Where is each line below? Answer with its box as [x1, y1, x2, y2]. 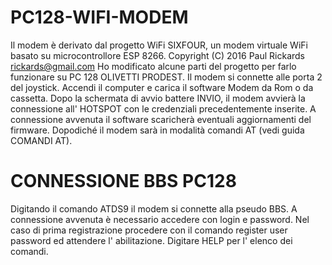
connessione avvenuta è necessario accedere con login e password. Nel [10, 213, 310, 225]
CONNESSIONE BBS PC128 [10, 170, 237, 193]
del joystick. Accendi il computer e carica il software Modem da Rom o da [10, 81, 314, 93]
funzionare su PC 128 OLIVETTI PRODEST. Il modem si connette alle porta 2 [10, 71, 323, 83]
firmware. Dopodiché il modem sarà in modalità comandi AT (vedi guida [10, 124, 305, 136]
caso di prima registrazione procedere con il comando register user [10, 224, 288, 236]
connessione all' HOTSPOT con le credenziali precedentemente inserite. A [10, 102, 317, 115]
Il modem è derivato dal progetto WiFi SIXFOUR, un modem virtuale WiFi [10, 39, 308, 51]
